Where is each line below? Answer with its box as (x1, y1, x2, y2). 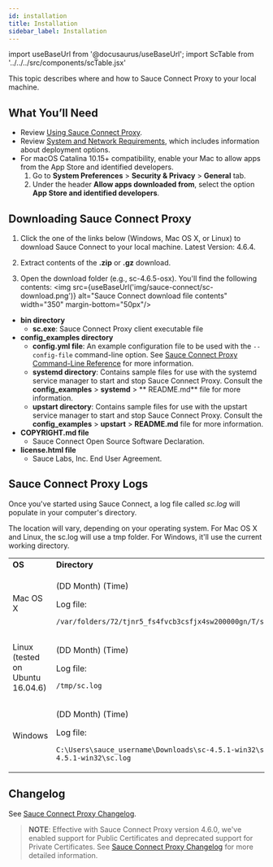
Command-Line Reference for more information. (32, 359, 194, 368)
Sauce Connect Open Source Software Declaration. (32, 436, 205, 446)
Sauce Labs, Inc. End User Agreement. (32, 453, 162, 463)
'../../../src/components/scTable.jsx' (8, 58, 126, 68)
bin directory (19, 315, 65, 325)
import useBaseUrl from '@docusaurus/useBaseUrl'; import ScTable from (8, 50, 254, 59)
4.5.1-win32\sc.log (55, 753, 132, 762)
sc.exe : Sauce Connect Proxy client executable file (32, 324, 204, 334)
